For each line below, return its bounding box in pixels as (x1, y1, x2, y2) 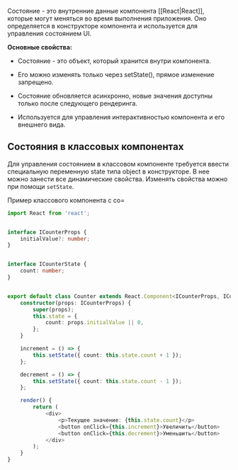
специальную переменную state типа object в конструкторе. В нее (7, 167, 210, 176)
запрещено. (17, 78, 54, 86)
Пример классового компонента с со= (7, 195, 125, 205)
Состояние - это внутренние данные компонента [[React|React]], (7, 7, 205, 15)
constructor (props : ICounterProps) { (20, 299, 132, 306)
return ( (33, 403, 59, 411)
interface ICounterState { (7, 260, 87, 268)
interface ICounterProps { (7, 229, 87, 236)
